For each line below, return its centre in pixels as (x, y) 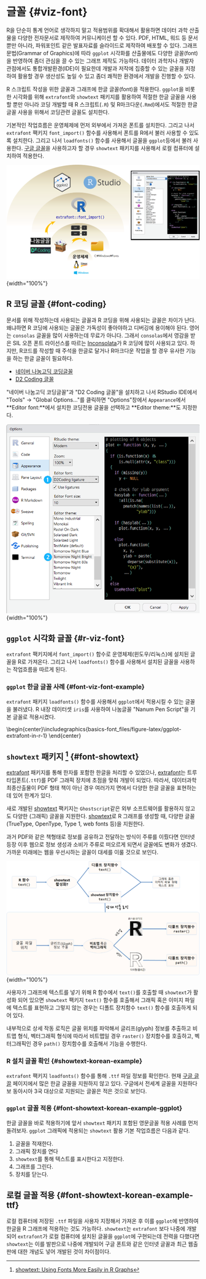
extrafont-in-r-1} (27, 735)
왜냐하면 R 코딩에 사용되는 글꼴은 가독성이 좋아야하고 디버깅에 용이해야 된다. (97, 327)
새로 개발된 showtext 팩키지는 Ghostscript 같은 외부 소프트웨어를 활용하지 (95, 808)
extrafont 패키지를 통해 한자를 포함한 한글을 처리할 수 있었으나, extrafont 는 (96, 773)
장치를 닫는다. (32, 1174)
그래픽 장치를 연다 (36, 1151)
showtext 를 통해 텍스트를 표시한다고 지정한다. (70, 1159)
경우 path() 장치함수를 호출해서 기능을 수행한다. (90, 1044)
